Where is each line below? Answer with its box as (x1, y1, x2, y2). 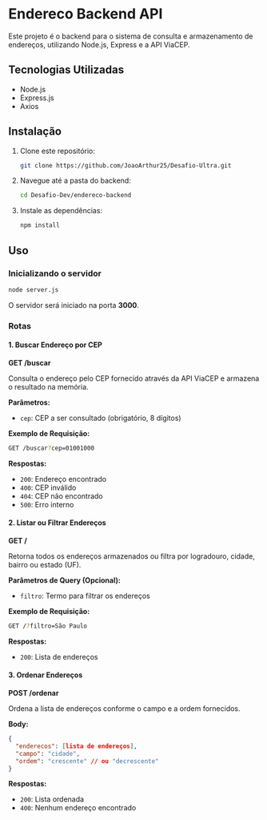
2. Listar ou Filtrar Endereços (8, 518, 106, 527)
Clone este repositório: (19, 146, 96, 156)
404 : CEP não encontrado (19, 491, 104, 501)
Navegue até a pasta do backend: (19, 176, 132, 185)
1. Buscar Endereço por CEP (8, 340, 102, 349)
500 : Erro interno (19, 499, 74, 509)
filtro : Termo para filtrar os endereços (19, 591, 150, 600)
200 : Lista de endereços (19, 652, 98, 661)
